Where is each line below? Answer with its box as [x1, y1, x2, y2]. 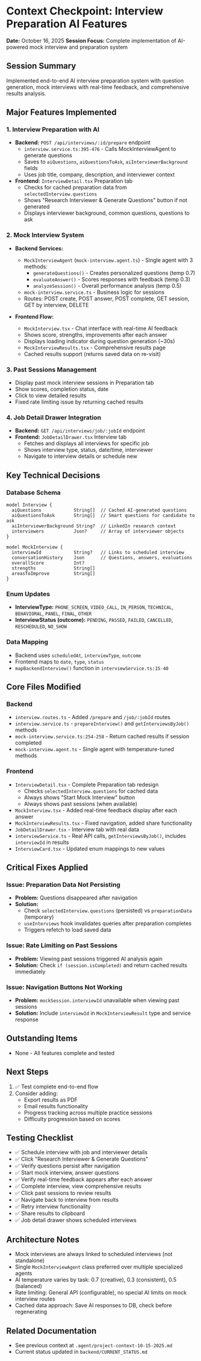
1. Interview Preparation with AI [6, 125, 99, 134]
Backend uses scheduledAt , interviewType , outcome [14, 652, 141, 659]
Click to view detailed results [14, 392, 87, 399]
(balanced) [14, 1283, 42, 1290]
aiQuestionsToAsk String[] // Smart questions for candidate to [11, 513, 196, 519]
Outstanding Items [6, 1033, 78, 1044]
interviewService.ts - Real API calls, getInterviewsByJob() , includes [14, 832, 187, 839]
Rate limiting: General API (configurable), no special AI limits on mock [14, 1289, 187, 1296]
